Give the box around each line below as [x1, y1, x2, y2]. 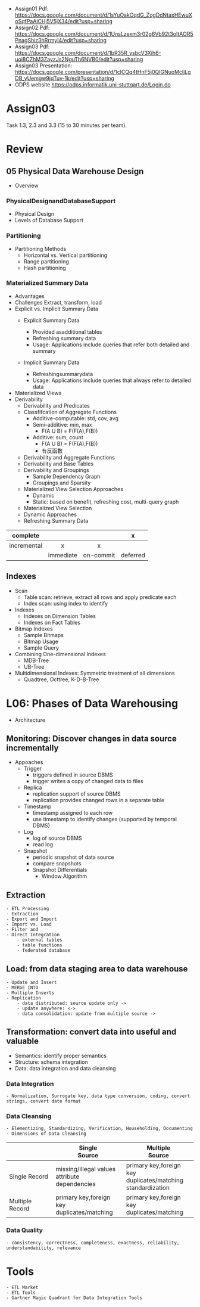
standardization [126, 1184, 170, 1192]
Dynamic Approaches [23, 511, 77, 518]
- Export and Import [6, 916, 58, 923]
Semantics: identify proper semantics [14, 1052, 107, 1059]
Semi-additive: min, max [32, 421, 92, 428]
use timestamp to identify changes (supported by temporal [32, 816, 177, 823]
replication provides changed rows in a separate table [32, 797, 165, 804]
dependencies [55, 1180, 96, 1188]
